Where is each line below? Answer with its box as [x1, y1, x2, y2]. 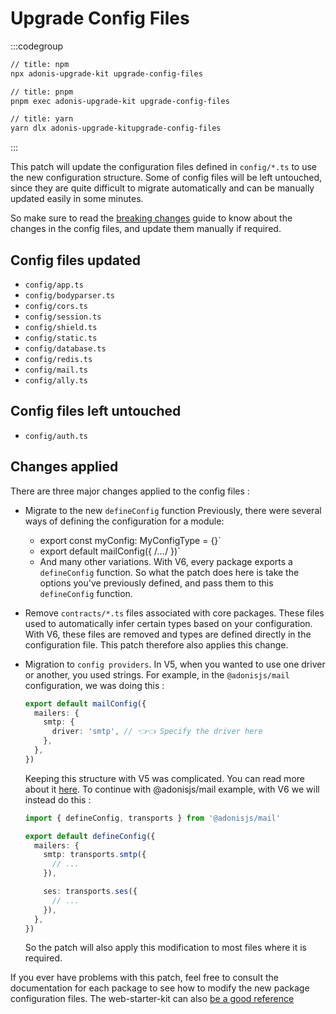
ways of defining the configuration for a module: [24, 515, 225, 527]
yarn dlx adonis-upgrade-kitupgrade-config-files [10, 123, 222, 134]
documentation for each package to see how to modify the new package [10, 982, 310, 994]
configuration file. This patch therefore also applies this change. [24, 638, 289, 651]
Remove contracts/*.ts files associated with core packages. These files [24, 607, 325, 619]
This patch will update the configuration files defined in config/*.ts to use [10, 161, 318, 173]
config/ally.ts [24, 376, 89, 386]
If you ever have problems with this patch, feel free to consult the [10, 972, 279, 984]
